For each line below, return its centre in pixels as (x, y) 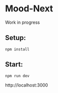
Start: (14, 65)
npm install (17, 49)
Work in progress (23, 22)
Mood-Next (29, 9)
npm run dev (17, 76)
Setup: (15, 38)
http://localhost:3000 (27, 85)
